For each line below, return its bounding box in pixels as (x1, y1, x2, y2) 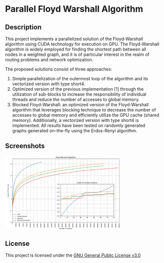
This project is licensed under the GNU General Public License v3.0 (5, 252, 141, 258)
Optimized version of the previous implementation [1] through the (12, 86, 144, 92)
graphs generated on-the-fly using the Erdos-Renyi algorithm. (12, 128, 138, 133)
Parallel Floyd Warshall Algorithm (5, 3, 143, 15)
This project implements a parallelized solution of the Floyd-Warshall (5, 36, 143, 42)
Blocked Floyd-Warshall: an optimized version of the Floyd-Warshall (12, 102, 149, 107)
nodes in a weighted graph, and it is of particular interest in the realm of (5, 51, 150, 57)
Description (5, 23, 42, 31)
